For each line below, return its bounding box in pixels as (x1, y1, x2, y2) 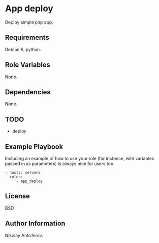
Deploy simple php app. (5, 19, 53, 25)
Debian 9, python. (5, 46, 41, 52)
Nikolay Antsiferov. (5, 232, 43, 238)
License (5, 192, 30, 200)
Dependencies (5, 88, 51, 96)
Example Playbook (5, 142, 63, 151)
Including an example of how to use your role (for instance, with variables (5, 156, 154, 161)
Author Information (5, 219, 65, 228)
